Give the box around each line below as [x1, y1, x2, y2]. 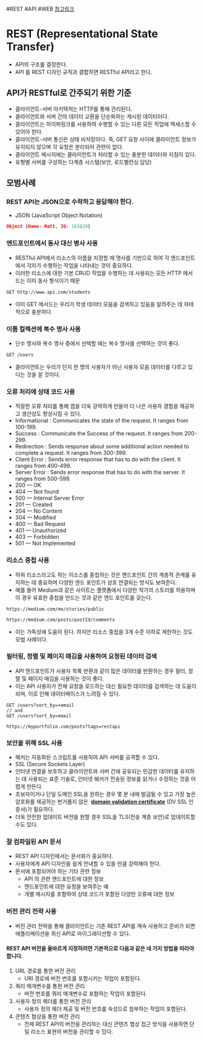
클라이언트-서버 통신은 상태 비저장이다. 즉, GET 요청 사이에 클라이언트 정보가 [15, 136, 196, 143]
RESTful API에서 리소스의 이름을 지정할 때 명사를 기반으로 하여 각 [15, 254, 170, 261]
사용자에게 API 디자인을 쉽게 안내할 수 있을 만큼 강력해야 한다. [15, 860, 161, 868]
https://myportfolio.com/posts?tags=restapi [6, 723, 121, 730]
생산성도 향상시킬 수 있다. [21, 410, 82, 418]
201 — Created [15, 501, 53, 508]
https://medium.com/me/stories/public [6, 606, 104, 612]
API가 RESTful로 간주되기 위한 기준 [6, 88, 131, 99]
